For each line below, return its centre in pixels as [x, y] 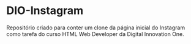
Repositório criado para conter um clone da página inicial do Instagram [96, 28]
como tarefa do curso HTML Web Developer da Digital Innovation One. [95, 34]
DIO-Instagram [45, 11]
